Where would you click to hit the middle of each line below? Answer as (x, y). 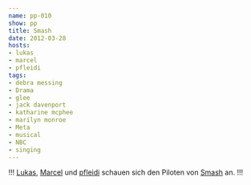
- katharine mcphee (41, 113)
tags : (17, 75)
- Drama (21, 90)
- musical (25, 135)
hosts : (19, 46)
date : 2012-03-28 (37, 38)
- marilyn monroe (37, 120)
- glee (19, 98)
